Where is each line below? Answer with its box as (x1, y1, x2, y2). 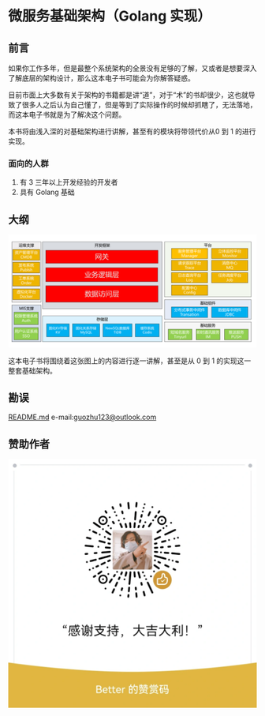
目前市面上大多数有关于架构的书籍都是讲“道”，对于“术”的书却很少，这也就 (8, 90, 248, 99)
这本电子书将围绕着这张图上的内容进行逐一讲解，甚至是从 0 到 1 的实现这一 (8, 356, 252, 365)
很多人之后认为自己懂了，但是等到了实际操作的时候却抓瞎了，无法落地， (21, 100, 257, 109)
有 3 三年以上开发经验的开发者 (19, 178, 118, 187)
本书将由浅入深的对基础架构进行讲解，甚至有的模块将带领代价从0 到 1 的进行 (8, 127, 256, 136)
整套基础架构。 (8, 365, 57, 375)
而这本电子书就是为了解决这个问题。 (8, 110, 126, 119)
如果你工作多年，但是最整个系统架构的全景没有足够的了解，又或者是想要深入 (8, 64, 257, 73)
